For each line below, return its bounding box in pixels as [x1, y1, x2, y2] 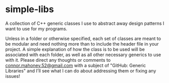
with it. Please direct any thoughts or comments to [5, 57, 111, 63]
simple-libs [5, 4, 54, 15]
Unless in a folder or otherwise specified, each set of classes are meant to [5, 35, 161, 41]
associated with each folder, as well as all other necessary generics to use [5, 52, 161, 58]
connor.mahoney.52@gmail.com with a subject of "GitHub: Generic [5, 62, 146, 68]
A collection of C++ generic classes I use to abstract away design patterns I [5, 20, 164, 26]
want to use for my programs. [5, 25, 68, 31]
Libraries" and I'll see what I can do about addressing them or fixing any [5, 67, 156, 74]
